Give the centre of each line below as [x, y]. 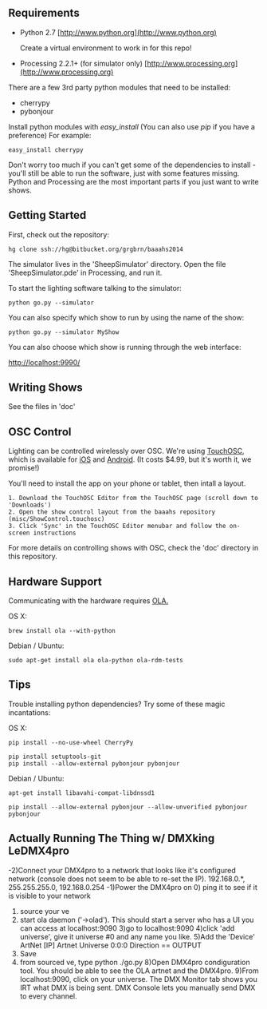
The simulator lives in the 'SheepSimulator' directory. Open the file [117, 264]
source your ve [45, 911]
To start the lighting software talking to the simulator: [95, 288]
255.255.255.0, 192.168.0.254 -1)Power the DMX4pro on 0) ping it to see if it [133, 887]
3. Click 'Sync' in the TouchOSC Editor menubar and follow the [117, 526]
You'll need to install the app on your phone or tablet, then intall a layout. [127, 483]
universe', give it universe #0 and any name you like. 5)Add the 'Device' [137, 936]
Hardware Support [55, 581]
